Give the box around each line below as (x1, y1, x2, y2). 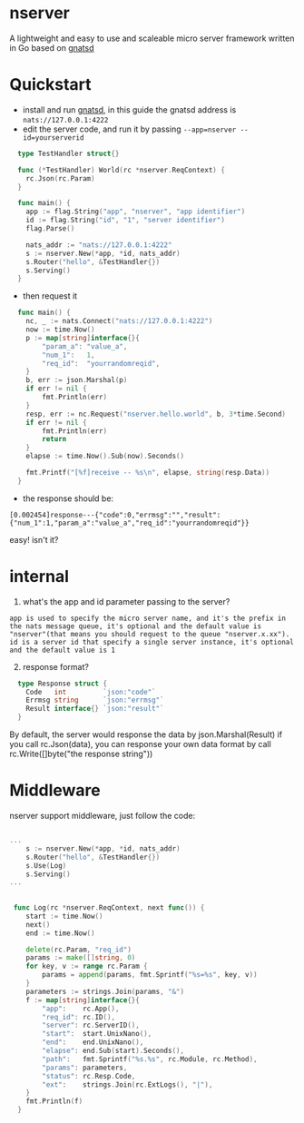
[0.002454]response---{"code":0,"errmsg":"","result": (9, 510, 221, 519)
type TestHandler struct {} (17, 149, 120, 158)
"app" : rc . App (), (42, 1004, 120, 1013)
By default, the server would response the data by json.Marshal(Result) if (9, 729, 283, 740)
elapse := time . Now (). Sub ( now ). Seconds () (25, 452, 184, 461)
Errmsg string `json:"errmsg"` (25, 695, 165, 705)
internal (9, 566, 70, 586)
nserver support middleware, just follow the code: (9, 811, 196, 821)
